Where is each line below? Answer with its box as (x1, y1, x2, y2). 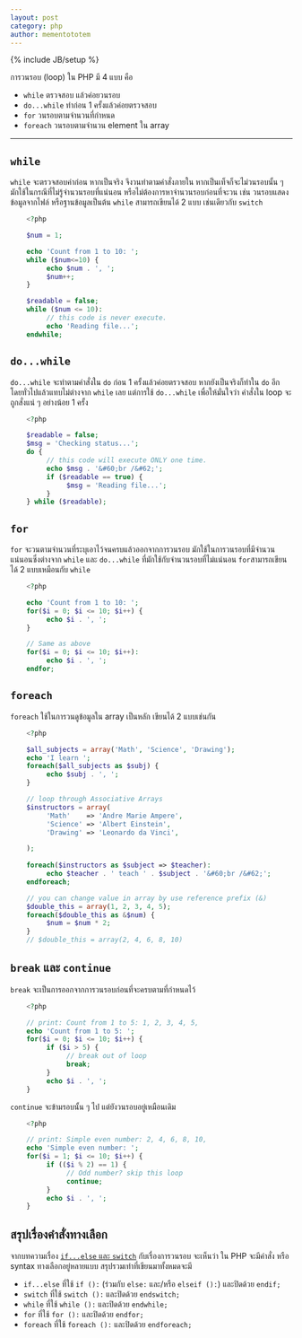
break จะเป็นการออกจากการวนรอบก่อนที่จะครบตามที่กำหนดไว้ (10, 984, 196, 994)
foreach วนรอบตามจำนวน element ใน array (22, 120, 169, 131)
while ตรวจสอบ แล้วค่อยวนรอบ (22, 90, 121, 101)
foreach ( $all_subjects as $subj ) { (26, 762, 160, 771)
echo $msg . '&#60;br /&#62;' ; (46, 464, 164, 473)
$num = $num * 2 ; (46, 919, 111, 928)
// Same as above (26, 639, 91, 649)
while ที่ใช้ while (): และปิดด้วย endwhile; (22, 1299, 168, 1310)
